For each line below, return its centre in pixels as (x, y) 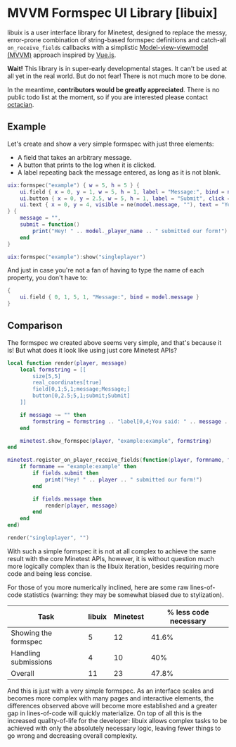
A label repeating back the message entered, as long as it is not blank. (119, 172)
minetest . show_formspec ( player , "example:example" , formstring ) (116, 441)
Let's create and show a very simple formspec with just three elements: (111, 144)
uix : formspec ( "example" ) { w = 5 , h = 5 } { (73, 185)
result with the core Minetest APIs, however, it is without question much (111, 558)
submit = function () (50, 225)
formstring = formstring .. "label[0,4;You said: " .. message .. (132, 421)
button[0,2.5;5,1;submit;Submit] (81, 396)
